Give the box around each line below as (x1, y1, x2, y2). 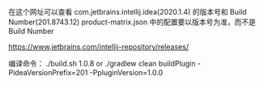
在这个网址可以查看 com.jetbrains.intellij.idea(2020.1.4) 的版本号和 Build (8, 7, 247, 16)
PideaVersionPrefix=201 (8, 68, 88, 77)
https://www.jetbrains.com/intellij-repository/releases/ (8, 42, 189, 51)
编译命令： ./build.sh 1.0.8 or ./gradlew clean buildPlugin (8, 59, 196, 68)
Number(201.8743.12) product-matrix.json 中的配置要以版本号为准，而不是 (8, 17, 257, 27)
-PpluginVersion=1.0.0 (89, 68, 164, 77)
